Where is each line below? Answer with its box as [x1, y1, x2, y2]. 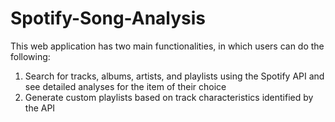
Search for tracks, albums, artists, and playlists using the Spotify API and [24, 70, 325, 82]
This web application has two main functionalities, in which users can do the [10, 40, 325, 52]
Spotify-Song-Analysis [10, 7, 207, 30]
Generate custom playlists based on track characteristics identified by [24, 91, 314, 103]
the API [24, 102, 56, 114]
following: [10, 50, 51, 62]
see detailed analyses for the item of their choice [24, 80, 227, 92]
